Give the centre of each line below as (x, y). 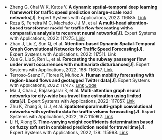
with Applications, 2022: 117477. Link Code (53, 85)
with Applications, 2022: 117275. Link (47, 38)
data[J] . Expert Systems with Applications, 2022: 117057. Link (72, 101)
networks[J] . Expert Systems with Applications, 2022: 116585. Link (78, 17)
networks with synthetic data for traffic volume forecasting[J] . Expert (82, 112)
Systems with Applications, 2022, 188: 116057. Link (61, 70)
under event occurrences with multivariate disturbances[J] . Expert (80, 64)
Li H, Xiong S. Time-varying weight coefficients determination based (81, 122)
